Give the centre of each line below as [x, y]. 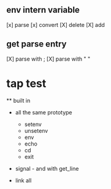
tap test [26, 83]
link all [23, 180]
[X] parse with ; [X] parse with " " [48, 59]
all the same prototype [44, 112]
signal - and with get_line [47, 168]
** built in [18, 100]
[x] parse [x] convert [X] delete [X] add [56, 24]
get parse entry [36, 44]
